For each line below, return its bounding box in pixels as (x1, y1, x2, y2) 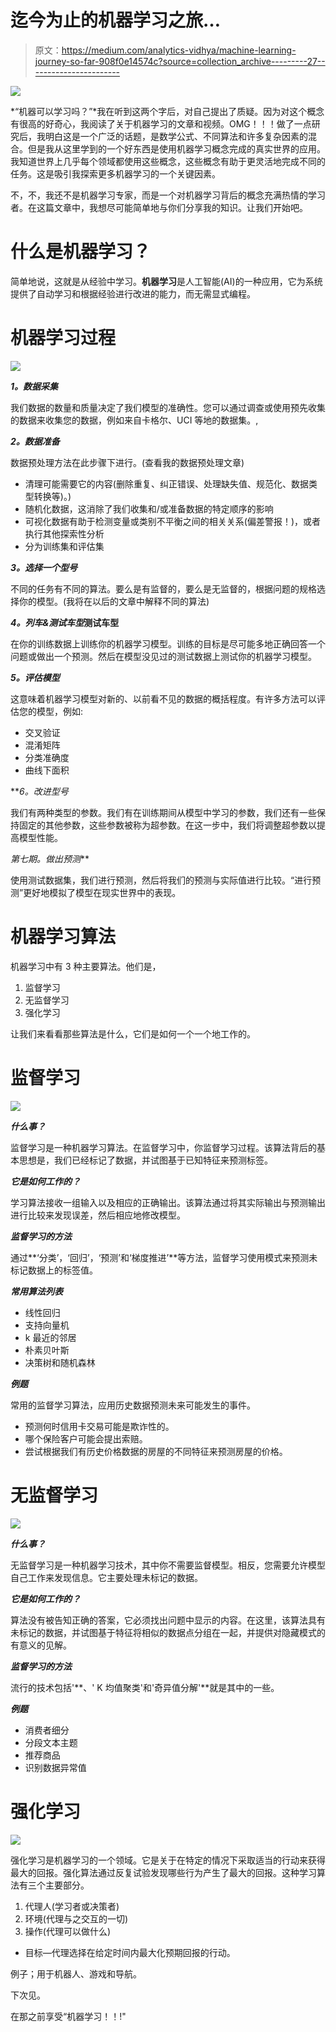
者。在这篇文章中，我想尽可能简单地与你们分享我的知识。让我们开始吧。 (10, 201, 308, 213)
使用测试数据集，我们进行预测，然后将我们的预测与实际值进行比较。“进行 (10, 874, 313, 886)
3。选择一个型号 (10, 561, 78, 573)
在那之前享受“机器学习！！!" (10, 2010, 127, 2022)
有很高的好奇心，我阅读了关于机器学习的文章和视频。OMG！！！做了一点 (10, 117, 312, 130)
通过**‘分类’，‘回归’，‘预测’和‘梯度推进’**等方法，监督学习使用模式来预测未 (10, 1251, 318, 1263)
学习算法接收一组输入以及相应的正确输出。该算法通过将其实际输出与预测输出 (10, 1196, 326, 1208)
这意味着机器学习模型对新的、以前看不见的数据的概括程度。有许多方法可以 (10, 692, 317, 705)
